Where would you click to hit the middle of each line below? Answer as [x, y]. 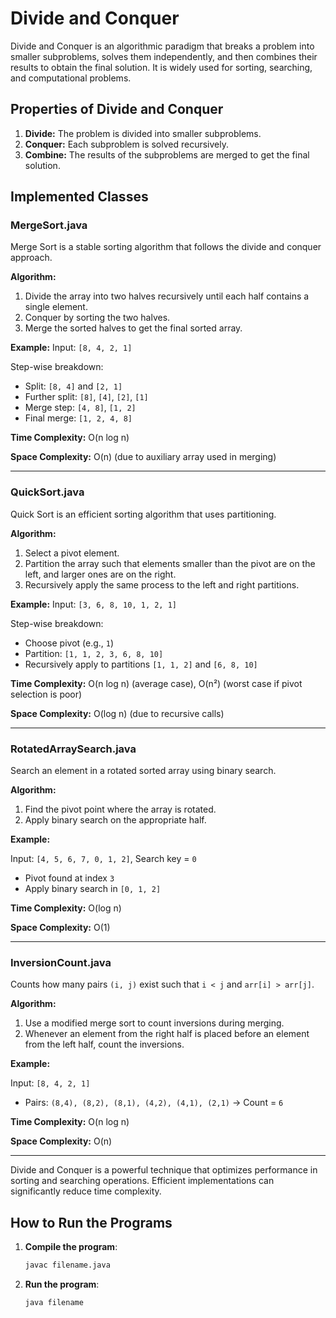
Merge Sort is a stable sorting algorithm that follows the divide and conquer [166, 247]
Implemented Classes [79, 197]
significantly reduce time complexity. [86, 1191]
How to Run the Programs [91, 1222]
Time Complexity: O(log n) [66, 908]
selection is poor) [46, 694]
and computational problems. [71, 78]
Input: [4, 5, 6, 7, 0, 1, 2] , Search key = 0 [103, 859]
